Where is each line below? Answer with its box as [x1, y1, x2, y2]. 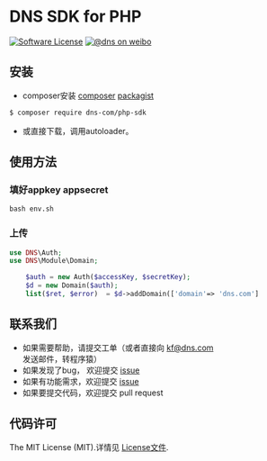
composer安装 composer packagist [22, 90, 155, 101]
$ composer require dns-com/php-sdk [9, 108, 147, 117]
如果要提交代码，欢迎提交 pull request [22, 387, 164, 398]
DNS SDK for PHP [9, 6, 142, 27]
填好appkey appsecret [9, 183, 109, 195]
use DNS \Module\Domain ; [9, 257, 99, 266]
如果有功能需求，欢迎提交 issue [22, 375, 139, 386]
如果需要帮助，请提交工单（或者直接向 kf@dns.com [22, 342, 214, 353]
